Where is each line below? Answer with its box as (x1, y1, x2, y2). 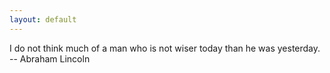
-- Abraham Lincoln (9, 52, 91, 65)
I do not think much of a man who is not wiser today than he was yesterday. (9, 42, 321, 54)
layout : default (9, 14, 77, 25)
